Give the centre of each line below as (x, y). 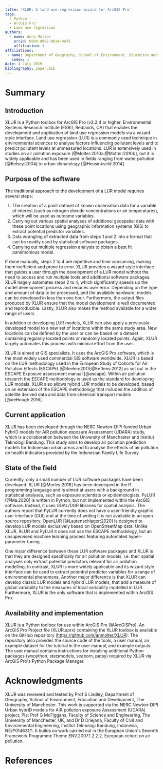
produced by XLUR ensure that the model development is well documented (80, 303)
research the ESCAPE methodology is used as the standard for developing (80, 379)
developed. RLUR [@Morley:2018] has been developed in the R (68, 485)
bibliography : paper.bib (30, 69)
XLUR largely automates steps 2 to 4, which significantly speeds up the (76, 282)
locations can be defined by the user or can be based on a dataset (72, 333)
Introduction (24, 110)
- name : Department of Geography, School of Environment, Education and (82, 55)
